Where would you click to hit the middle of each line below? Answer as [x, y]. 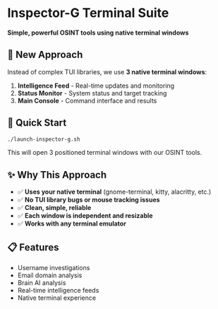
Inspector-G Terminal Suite [88, 13]
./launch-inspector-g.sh [44, 139]
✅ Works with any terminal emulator [72, 223]
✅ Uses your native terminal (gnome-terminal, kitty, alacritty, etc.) [114, 192]
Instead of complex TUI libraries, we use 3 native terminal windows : [107, 71]
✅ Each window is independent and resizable [85, 216]
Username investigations [54, 268]
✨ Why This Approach [57, 175]
